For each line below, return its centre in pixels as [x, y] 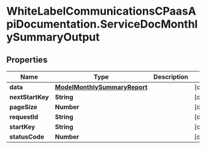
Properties [27, 60]
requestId [24, 117]
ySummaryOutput [53, 37]
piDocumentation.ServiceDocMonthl [102, 24]
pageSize [24, 107]
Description [171, 77]
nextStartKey [29, 97]
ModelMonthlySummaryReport [101, 87]
